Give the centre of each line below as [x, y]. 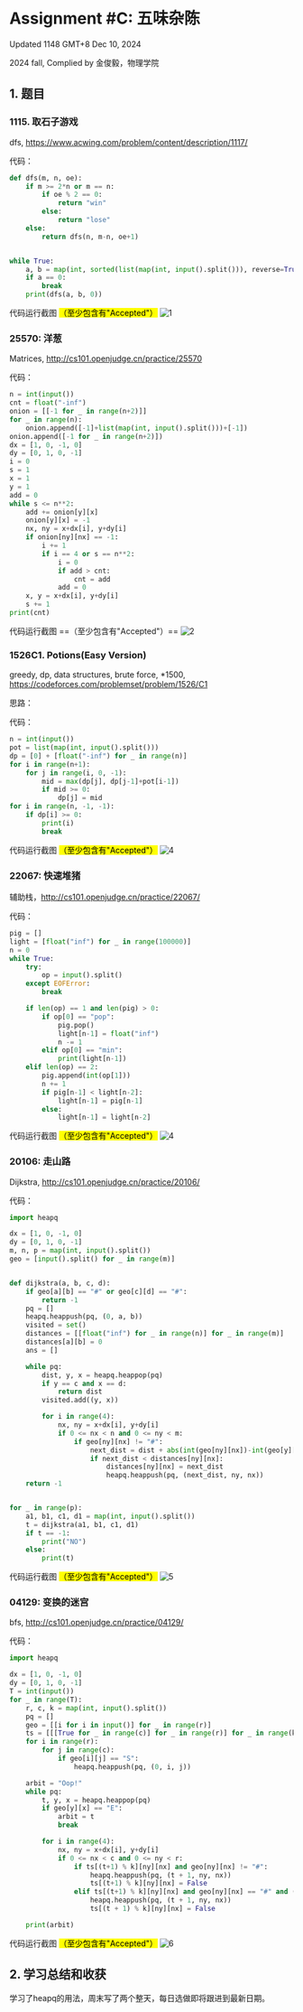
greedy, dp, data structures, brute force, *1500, [98, 675]
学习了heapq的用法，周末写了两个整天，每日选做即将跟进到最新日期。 [140, 1998]
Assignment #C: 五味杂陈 [105, 19]
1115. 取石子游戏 [44, 122]
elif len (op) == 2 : [62, 1067]
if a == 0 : [46, 278]
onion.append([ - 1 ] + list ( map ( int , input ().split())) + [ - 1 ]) [137, 428]
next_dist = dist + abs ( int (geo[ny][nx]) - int [177, 1450]
